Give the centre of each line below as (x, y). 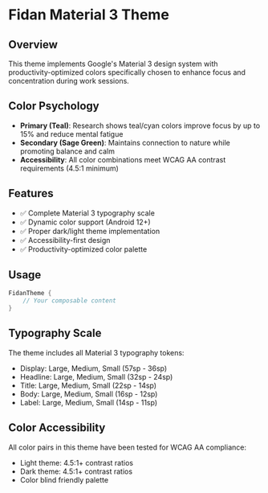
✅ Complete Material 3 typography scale (87, 213)
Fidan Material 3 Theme (89, 15)
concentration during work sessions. (69, 81)
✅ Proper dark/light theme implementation (90, 231)
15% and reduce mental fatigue (71, 134)
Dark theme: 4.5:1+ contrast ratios (76, 471)
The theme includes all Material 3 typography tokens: (96, 352)
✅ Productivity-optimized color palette (83, 249)
